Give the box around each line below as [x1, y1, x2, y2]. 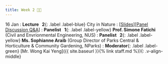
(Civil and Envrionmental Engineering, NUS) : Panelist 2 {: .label [5, 32, 138, 38]
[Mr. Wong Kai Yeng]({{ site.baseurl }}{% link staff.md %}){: [20, 48, 145, 54]
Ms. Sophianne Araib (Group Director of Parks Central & [22, 37, 139, 43]
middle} [5, 53, 22, 59]
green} [5, 48, 20, 54]
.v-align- [145, 48, 163, 54]
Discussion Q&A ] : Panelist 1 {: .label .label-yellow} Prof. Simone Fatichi [5, 26, 155, 33]
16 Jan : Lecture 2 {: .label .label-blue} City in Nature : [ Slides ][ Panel [5, 21, 148, 27]
